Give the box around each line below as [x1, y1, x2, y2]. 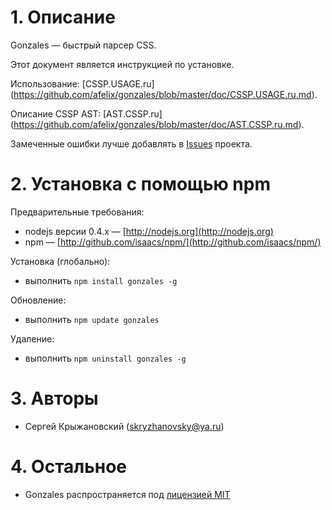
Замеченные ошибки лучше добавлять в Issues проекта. [10, 137, 253, 150]
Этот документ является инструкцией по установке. [10, 58, 235, 70]
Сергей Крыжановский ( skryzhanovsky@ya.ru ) [24, 420, 225, 432]
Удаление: [10, 332, 55, 345]
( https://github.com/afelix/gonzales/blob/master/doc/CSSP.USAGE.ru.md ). [10, 88, 318, 100]
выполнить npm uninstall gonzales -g [24, 352, 187, 364]
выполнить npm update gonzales [24, 313, 160, 325]
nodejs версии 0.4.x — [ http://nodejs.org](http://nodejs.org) [24, 225, 274, 237]
